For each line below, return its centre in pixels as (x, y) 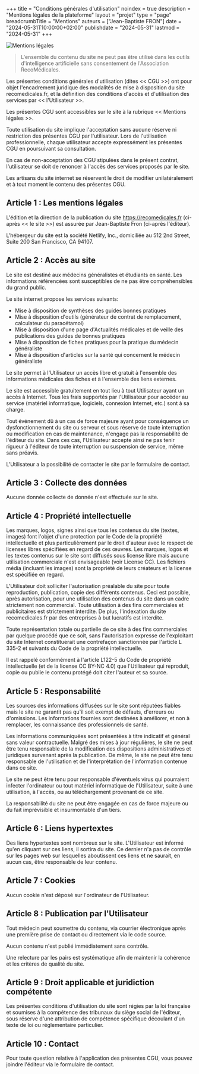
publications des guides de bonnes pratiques (70, 335)
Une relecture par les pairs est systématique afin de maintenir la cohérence (98, 957)
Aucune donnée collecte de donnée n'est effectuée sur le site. (82, 497)
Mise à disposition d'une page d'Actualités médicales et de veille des (99, 329)
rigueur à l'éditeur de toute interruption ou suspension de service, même (95, 446)
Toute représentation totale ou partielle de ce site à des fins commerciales (97, 629)
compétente (29, 991)
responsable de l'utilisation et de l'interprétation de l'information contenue (97, 761)
